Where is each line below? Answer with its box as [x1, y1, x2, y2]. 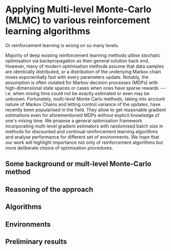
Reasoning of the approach [5, 185, 93, 194]
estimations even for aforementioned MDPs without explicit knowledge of [5, 112, 160, 118]
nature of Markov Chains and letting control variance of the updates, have [5, 101, 161, 107]
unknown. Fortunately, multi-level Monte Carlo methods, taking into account [5, 96, 165, 102]
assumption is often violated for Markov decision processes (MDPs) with [5, 79, 158, 86]
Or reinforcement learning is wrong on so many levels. [5, 42, 119, 48]
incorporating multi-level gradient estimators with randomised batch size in [5, 123, 163, 129]
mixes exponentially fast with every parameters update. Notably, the [5, 74, 149, 80]
